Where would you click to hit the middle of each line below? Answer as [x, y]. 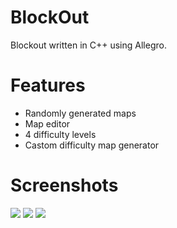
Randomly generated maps [80, 113]
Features [48, 85]
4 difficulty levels [60, 134]
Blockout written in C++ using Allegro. [88, 45]
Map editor [47, 123]
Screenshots [64, 185]
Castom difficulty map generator [92, 145]
